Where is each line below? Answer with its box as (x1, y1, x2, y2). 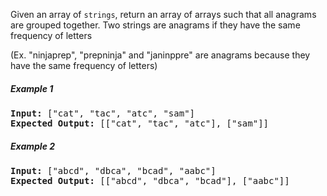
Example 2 (10, 140, 56, 152)
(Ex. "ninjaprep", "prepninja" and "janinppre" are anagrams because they (10, 49, 311, 61)
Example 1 (10, 82, 54, 94)
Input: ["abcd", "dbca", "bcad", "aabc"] (10, 165, 217, 176)
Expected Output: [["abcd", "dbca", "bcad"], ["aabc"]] (10, 175, 290, 186)
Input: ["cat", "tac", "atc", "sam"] (10, 107, 196, 119)
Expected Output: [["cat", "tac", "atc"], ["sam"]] (10, 117, 270, 129)
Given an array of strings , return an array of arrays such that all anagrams (10, 9, 317, 20)
